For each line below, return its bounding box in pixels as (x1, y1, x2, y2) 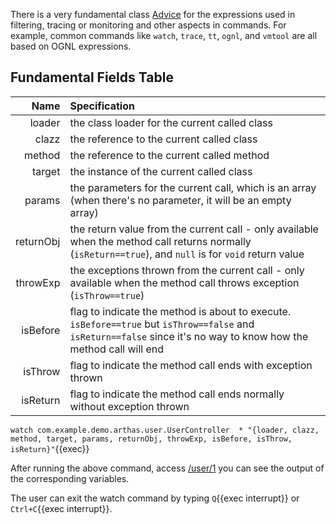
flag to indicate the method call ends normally (69, 387, 285, 401)
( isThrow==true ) (69, 288, 145, 302)
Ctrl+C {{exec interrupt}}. (10, 502, 113, 514)
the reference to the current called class (69, 132, 258, 146)
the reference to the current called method (69, 148, 270, 162)
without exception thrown (69, 399, 190, 413)
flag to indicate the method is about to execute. (69, 304, 292, 318)
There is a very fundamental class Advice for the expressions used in (10, 9, 296, 20)
